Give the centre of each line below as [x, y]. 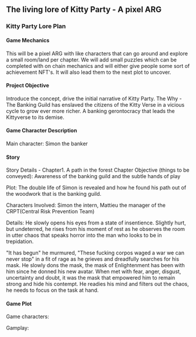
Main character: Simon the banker [47, 144]
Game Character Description [42, 131]
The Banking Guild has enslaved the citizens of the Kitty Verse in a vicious [95, 104]
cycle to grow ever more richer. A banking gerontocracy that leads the [90, 111]
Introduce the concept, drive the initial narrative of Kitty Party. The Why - [94, 98]
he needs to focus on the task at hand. [52, 290]
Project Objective [28, 86]
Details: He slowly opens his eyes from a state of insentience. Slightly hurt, [96, 223]
